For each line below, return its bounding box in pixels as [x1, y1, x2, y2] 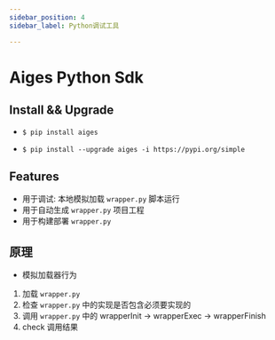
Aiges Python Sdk [9, 67, 144, 87]
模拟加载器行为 [21, 270, 77, 281]
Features [9, 169, 59, 184]
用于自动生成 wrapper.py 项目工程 [21, 205, 145, 216]
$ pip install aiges [21, 128, 98, 137]
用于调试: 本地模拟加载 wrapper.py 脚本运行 [21, 194, 180, 204]
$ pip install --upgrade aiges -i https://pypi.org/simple [21, 145, 246, 154]
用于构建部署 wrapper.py [21, 216, 112, 226]
